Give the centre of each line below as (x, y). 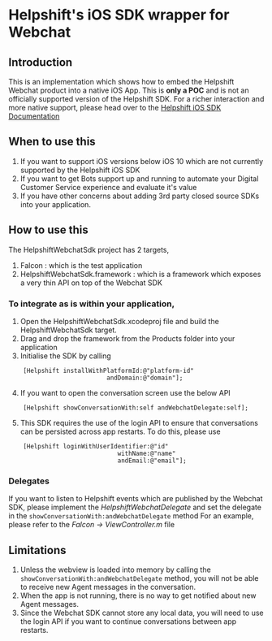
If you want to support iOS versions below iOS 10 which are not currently (142, 161)
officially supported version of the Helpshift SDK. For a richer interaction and (136, 99)
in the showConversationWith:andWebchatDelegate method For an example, (131, 516)
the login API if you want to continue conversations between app (128, 622)
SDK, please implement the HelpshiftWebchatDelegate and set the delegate (135, 507)
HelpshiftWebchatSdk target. (69, 330)
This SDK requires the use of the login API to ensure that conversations (139, 422)
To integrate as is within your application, (92, 304)
